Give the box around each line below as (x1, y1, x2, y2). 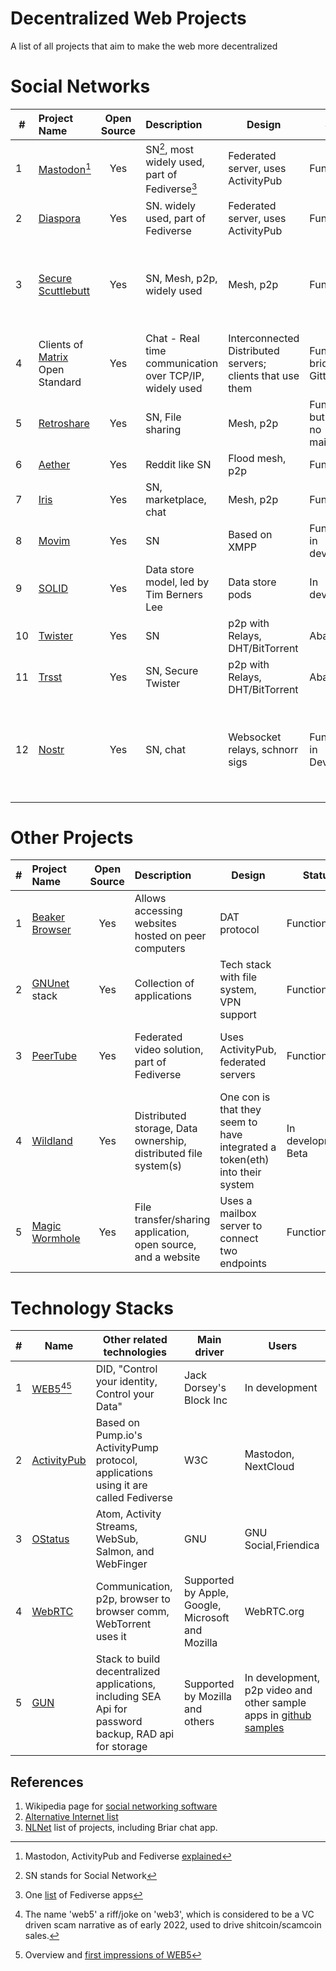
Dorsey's (184, 1381, 227, 1395)
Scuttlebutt (38, 283, 91, 297)
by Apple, (184, 1586, 229, 1600)
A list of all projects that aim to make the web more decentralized (10, 40, 278, 52)
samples (244, 1721, 285, 1735)
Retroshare (38, 416, 90, 430)
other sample (244, 1696, 307, 1710)
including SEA (95, 1690, 162, 1704)
